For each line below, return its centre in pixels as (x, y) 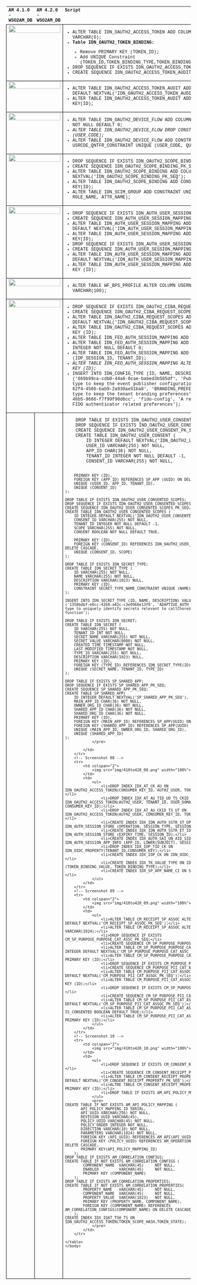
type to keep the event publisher (115, 384)
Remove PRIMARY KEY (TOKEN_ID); (120, 52)
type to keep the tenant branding (115, 394)
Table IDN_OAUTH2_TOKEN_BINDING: (113, 42)
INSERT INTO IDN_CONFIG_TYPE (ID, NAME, (123, 374)
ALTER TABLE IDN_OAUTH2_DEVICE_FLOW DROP (124, 130)
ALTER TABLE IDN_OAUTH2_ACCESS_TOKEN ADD (124, 32)
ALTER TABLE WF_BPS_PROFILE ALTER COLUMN (124, 286)
